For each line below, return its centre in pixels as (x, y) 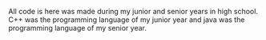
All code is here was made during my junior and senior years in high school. (133, 11)
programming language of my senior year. (77, 28)
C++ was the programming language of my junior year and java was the (127, 20)
